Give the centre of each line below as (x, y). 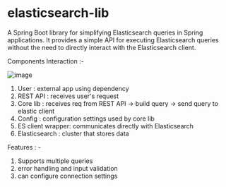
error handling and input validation (67, 168)
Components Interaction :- (46, 61)
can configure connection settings (67, 176)
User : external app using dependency (73, 88)
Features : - (24, 147)
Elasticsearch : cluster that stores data (73, 133)
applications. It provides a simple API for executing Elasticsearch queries (113, 40)
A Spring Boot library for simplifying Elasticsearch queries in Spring (105, 32)
